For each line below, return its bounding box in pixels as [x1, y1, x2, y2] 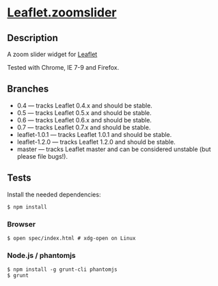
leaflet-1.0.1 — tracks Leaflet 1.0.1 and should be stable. [16, 130, 172, 138]
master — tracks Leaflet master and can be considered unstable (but [16, 145, 211, 153]
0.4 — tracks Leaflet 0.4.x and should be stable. [16, 101, 152, 109]
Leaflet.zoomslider [7, 5, 118, 21]
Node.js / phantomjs [7, 250, 77, 260]
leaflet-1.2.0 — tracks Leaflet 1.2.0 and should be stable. [16, 138, 176, 146]
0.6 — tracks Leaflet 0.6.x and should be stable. [16, 116, 152, 124]
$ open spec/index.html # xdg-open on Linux [7, 235, 136, 242]
